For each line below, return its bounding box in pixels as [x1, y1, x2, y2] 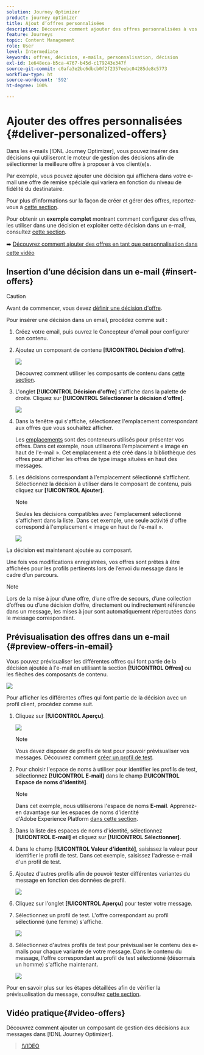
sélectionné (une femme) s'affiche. [15, 918, 104, 925]
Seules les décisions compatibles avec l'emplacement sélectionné [15, 510, 181, 517]
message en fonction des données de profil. [15, 876, 126, 884]
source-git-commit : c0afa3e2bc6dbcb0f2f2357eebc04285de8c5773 [6, 65, 167, 72]
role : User [6, 43, 34, 49]
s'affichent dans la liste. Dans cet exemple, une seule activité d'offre [15, 517, 187, 524]
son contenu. [15, 334, 49, 342]
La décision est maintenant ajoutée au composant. [6, 546, 133, 554]
